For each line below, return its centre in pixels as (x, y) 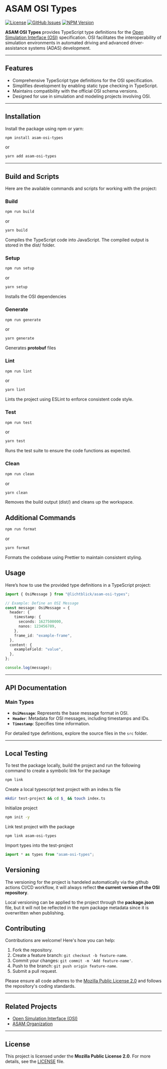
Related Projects (31, 1006)
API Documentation (36, 688)
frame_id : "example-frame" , (43, 636)
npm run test (19, 422)
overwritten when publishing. (35, 913)
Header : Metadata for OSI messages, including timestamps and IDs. (81, 718)
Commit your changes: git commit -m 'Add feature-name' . (72, 961)
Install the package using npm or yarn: (44, 129)
